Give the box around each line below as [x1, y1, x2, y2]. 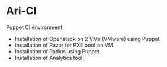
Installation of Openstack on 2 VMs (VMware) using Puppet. [14, 35, 162, 42]
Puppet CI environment [6, 24, 63, 31]
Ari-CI [6, 4, 37, 18]
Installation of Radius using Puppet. [14, 47, 101, 55]
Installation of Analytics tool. [14, 54, 84, 61]
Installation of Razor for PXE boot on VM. [14, 42, 115, 49]
